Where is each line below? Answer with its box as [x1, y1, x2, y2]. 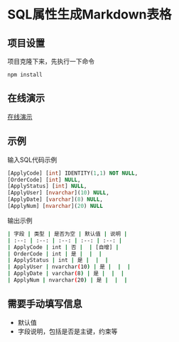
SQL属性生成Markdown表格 [7, 6, 172, 23]
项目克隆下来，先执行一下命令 [7, 57, 94, 65]
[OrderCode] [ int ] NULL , [7, 176, 81, 183]
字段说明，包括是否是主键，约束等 [17, 327, 118, 336]
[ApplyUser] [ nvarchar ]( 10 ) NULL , [7, 189, 110, 197]
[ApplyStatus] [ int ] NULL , [7, 182, 87, 190]
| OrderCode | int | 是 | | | [7, 250, 102, 258]
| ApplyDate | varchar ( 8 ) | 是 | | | [7, 270, 124, 277]
